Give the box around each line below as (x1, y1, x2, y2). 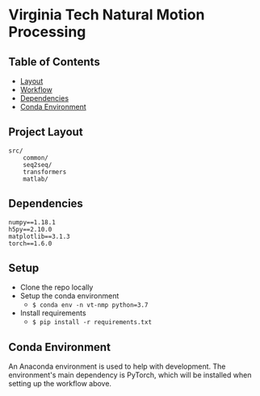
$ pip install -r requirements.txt (31, 319, 152, 327)
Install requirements (19, 308, 86, 318)
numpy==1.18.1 (8, 218, 57, 227)
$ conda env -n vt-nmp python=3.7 (31, 301, 149, 310)
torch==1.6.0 (8, 240, 52, 248)
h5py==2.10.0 (8, 225, 52, 233)
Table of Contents (8, 55, 101, 69)
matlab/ (23, 175, 48, 183)
